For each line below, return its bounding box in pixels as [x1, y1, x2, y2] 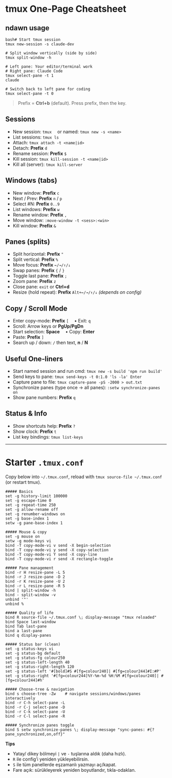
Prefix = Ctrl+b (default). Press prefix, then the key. [17, 100, 127, 106]
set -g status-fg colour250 [5, 655, 66, 660]
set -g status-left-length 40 [5, 659, 70, 665]
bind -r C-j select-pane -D [5, 705, 66, 710]
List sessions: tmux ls [12, 134, 59, 140]
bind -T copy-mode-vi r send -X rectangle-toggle [5, 556, 114, 561]
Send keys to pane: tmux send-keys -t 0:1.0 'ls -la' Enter [12, 373, 142, 380]
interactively [5, 695, 36, 701]
